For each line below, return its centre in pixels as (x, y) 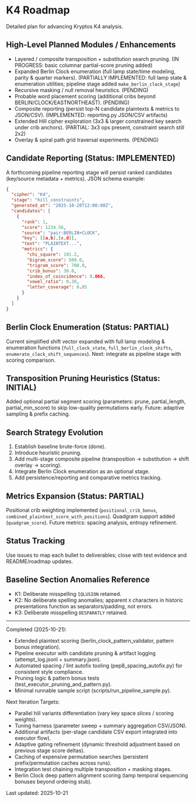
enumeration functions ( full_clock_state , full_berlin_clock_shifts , (90, 347)
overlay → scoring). (38, 465)
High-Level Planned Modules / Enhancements (91, 45)
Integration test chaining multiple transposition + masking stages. (93, 769)
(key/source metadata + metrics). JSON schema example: (76, 179)
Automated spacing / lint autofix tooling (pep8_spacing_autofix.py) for (98, 666)
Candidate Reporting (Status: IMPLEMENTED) (91, 158)
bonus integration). (37, 647)
